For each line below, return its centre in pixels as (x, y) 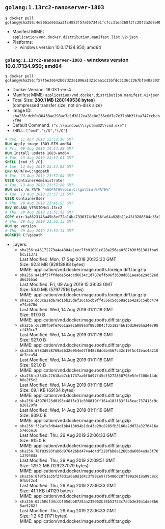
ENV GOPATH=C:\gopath (27, 171)
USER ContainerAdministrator (35, 180)
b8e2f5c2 (28, 380)
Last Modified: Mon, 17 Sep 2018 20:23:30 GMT (68, 259)
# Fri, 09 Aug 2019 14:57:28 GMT (39, 148)
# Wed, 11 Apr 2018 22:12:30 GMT (39, 139)
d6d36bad (28, 280)
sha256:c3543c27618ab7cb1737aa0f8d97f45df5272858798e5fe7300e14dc (89, 376)
